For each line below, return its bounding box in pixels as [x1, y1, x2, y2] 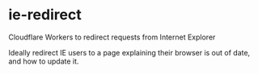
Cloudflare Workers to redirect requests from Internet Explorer [8, 32, 216, 42]
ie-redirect [8, 6, 82, 24]
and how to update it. [8, 56, 79, 66]
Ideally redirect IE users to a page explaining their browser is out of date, [8, 47, 251, 57]
